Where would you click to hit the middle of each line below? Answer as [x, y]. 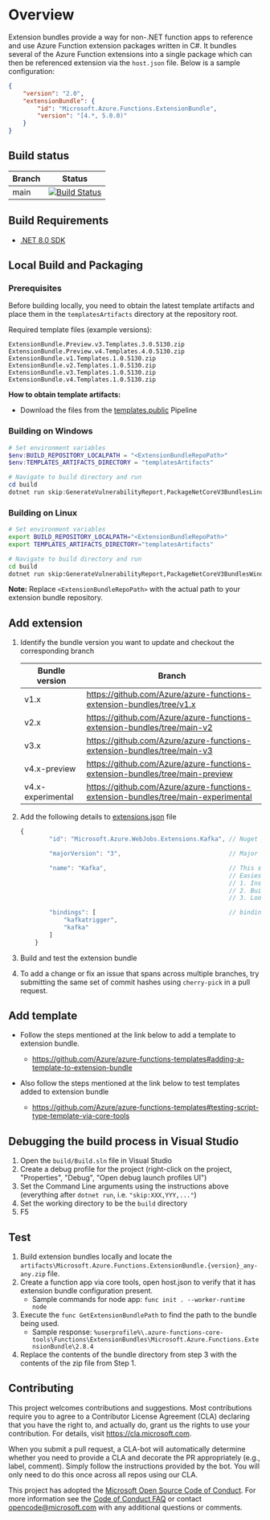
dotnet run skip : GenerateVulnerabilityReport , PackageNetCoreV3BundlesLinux [138, 492]
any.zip [33, 1275]
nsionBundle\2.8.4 [63, 1347]
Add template [43, 1016]
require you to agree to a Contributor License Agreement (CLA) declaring [129, 1416]
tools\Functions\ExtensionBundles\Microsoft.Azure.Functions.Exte [145, 1340]
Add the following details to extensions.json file [98, 817]
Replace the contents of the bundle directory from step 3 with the [128, 1355]
